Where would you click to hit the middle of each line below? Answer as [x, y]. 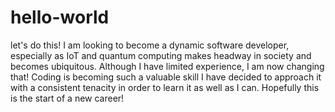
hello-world [60, 17]
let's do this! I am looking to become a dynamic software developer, [150, 45]
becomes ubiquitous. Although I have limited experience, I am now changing [167, 66]
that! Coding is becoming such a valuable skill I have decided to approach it [166, 77]
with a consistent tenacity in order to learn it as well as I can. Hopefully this [165, 87]
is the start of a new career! [67, 98]
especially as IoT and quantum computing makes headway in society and [161, 55]
